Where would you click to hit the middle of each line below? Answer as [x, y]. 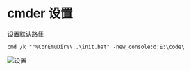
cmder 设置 [40, 13]
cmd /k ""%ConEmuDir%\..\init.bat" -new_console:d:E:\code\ [96, 47]
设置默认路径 [25, 34]
